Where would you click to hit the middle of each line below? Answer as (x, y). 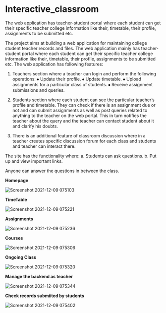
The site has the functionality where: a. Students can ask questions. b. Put (81, 156)
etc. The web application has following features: (54, 64)
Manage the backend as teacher (39, 276)
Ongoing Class (21, 257)
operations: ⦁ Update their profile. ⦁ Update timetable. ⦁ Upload (77, 79)
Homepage (17, 180)
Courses (14, 238)
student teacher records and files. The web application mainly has (73, 48)
